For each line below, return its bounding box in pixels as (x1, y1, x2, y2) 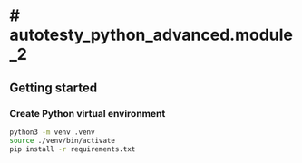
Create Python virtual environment (9, 107, 166, 120)
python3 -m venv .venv (9, 128, 95, 137)
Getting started (9, 80, 98, 95)
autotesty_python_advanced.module (9, 24, 293, 45)
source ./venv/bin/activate (9, 136, 116, 145)
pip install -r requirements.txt (9, 144, 136, 154)
